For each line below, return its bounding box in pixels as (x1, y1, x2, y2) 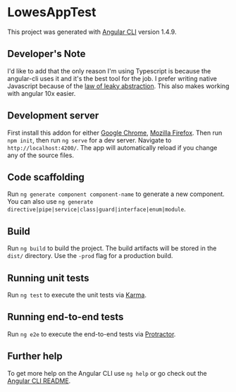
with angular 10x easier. (7, 89, 76, 97)
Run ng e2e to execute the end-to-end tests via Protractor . (7, 329, 176, 338)
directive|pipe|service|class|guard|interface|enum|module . (7, 205, 186, 214)
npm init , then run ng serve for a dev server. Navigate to (7, 135, 172, 145)
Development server (7, 110, 99, 122)
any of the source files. (7, 151, 74, 159)
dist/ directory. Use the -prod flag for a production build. (7, 252, 173, 260)
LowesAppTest (7, 4, 97, 20)
